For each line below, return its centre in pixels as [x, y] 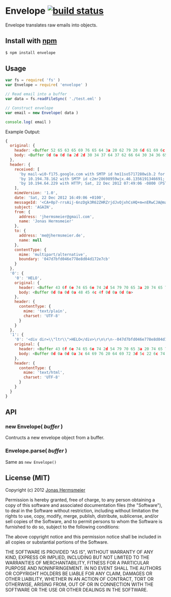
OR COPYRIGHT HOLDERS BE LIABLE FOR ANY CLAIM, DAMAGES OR [79, 574]
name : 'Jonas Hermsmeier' [46, 221]
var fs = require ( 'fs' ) [33, 80]
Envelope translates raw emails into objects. [51, 25]
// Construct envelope [29, 108]
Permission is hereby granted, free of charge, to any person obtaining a [80, 500]
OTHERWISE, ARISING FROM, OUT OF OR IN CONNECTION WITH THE [79, 584]
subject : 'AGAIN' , [34, 207]
